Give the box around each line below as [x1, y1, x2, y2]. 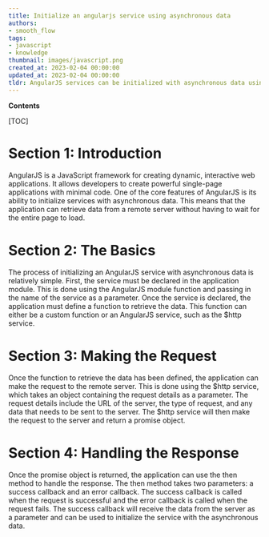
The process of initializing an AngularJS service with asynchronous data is [8, 267, 254, 277]
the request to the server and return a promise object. [8, 415, 186, 425]
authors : [8, 19, 38, 27]
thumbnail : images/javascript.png [8, 57, 124, 65]
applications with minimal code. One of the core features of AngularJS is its [8, 187, 257, 197]
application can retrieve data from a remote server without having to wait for [8, 205, 260, 214]
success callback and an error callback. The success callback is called [8, 487, 243, 497]
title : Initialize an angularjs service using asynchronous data [8, 11, 231, 20]
